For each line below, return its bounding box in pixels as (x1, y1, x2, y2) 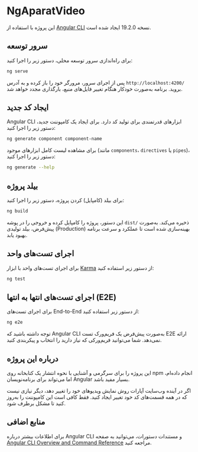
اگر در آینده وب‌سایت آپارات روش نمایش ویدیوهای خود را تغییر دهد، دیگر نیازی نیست (7, 387, 191, 394)
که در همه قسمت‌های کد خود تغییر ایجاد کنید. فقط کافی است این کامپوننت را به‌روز (7, 393, 187, 401)
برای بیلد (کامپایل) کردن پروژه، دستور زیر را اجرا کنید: (7, 197, 125, 203)
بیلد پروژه (7, 181, 38, 191)
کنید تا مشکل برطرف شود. (7, 400, 66, 407)
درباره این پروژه (7, 354, 59, 364)
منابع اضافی (7, 417, 46, 427)
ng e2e (7, 319, 23, 326)
